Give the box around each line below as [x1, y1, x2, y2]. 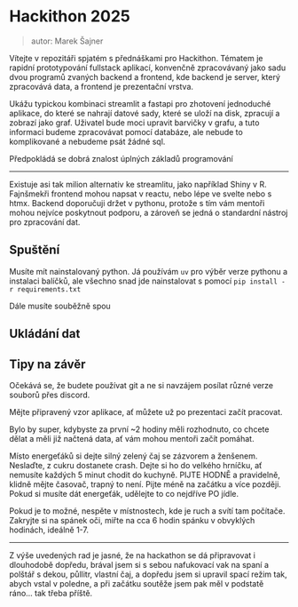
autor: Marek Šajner [30, 36, 104, 46]
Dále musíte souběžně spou [9, 300, 111, 311]
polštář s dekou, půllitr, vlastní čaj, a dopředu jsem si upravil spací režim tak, [9, 569, 288, 579]
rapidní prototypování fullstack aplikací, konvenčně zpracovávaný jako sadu [9, 62, 286, 73]
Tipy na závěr [9, 356, 86, 371]
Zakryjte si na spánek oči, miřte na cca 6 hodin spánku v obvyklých [9, 515, 255, 525]
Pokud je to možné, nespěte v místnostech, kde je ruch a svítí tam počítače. [9, 505, 286, 516]
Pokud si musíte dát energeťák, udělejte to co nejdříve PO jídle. [9, 488, 239, 499]
